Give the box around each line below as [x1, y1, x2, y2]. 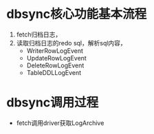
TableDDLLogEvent [26, 68, 82, 76]
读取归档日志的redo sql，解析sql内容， [16, 38, 126, 47]
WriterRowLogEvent [26, 46, 84, 55]
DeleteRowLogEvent [26, 61, 85, 69]
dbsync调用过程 [6, 95, 99, 111]
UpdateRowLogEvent [26, 54, 87, 62]
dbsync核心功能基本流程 [6, 6, 147, 22]
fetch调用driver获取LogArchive [16, 118, 104, 127]
